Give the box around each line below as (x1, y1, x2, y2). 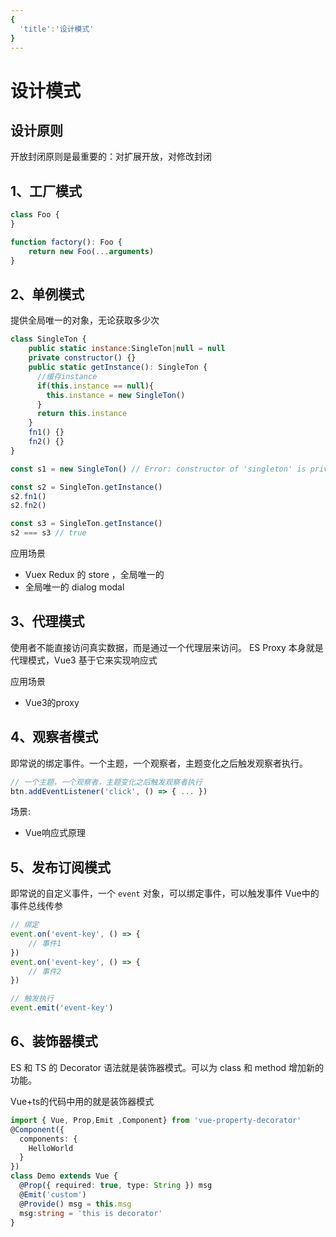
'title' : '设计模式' (19, 24, 95, 34)
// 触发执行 (10, 994, 55, 1004)
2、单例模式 (10, 286, 85, 303)
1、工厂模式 (10, 182, 83, 200)
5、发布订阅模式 (10, 859, 112, 876)
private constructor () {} (28, 353, 137, 363)
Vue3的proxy (24, 696, 80, 708)
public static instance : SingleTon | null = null (28, 344, 226, 354)
